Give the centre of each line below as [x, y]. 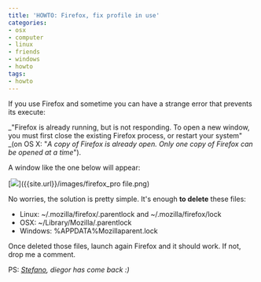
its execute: [27, 112]
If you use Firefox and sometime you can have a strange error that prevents [130, 104]
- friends [24, 52]
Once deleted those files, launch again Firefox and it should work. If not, [125, 246]
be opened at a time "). [45, 152]
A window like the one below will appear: [74, 167]
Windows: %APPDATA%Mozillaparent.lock [89, 231]
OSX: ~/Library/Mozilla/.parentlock [75, 222]
